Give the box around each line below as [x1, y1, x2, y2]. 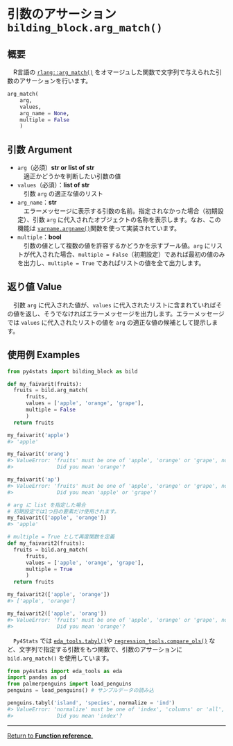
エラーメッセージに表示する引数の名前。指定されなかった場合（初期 [23, 207, 218, 215]
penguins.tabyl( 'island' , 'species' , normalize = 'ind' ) [7, 700, 175, 706]
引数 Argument [7, 144, 73, 155]
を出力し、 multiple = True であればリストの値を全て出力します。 [17, 259, 205, 267]
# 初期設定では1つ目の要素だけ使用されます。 [7, 508, 120, 515]
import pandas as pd [7, 674, 67, 681]
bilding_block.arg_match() [7, 22, 163, 35]
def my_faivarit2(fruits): [7, 540, 85, 547]
